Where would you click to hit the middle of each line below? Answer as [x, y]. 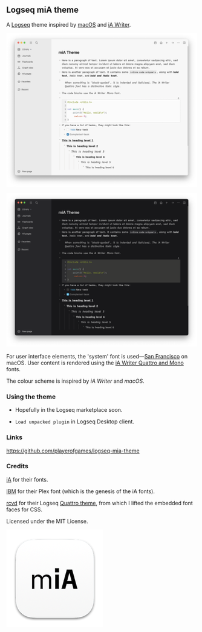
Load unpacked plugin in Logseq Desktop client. [74, 422]
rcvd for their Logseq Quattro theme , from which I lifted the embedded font [100, 503]
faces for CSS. [24, 509]
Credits [17, 466]
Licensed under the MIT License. [47, 521]
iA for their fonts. [27, 479]
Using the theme [31, 397]
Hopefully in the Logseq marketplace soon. [69, 410]
